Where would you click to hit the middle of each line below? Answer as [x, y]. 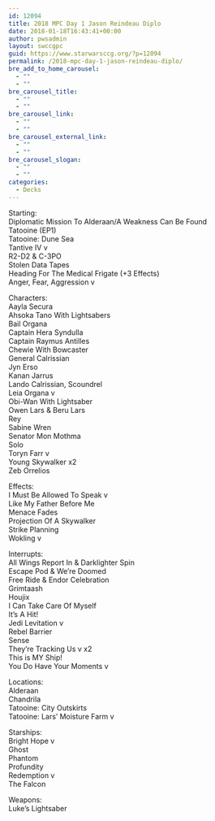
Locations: [26, 682]
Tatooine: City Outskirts [48, 707]
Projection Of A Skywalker [52, 520]
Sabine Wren [30, 427]
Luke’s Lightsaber [38, 808]
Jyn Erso [23, 367]
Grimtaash [26, 588]
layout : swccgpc [36, 46]
